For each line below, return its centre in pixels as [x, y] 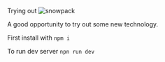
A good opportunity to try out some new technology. [83, 24]
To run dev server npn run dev [51, 51]
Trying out [22, 11]
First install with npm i [38, 38]
